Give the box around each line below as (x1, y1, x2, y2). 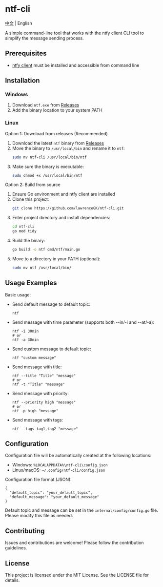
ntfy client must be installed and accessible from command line (12, 62, 140, 68)
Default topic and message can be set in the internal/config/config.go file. (5, 507, 159, 513)
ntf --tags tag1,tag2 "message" (12, 426, 78, 431)
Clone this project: (12, 196, 49, 202)
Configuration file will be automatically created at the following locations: (5, 453, 152, 459)
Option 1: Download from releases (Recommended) (5, 130, 108, 136)
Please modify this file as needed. (5, 513, 73, 519)
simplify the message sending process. (5, 35, 84, 41)
